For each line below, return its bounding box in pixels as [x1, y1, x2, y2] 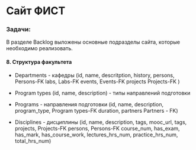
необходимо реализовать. [6, 45, 73, 52]
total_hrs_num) [14, 137, 52, 144]
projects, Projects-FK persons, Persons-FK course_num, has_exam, [14, 125, 180, 132]
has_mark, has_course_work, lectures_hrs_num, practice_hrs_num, [14, 131, 178, 138]
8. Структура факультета [6, 58, 72, 66]
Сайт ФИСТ [6, 4, 66, 18]
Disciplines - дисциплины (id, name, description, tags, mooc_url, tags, [14, 118, 187, 125]
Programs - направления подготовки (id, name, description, [14, 100, 164, 107]
